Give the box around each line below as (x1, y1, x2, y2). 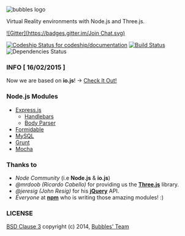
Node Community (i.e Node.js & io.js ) (15, 174, 111, 182)
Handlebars (24, 112, 54, 120)
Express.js (15, 106, 42, 113)
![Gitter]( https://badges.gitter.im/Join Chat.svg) (6, 29, 126, 37)
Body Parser (24, 119, 56, 127)
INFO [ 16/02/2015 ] (6, 63, 66, 72)
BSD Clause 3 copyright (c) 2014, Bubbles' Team (6, 223, 130, 230)
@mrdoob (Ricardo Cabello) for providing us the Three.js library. (15, 180, 179, 188)
